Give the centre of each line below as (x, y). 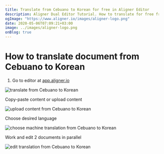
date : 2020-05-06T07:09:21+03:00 (39, 23)
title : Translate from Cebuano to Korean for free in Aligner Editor (77, 10)
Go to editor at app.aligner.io (41, 80)
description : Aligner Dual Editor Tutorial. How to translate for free (79, 14)
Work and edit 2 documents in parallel (43, 137)
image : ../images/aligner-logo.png (41, 28)
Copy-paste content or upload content (44, 99)
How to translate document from (72, 56)
